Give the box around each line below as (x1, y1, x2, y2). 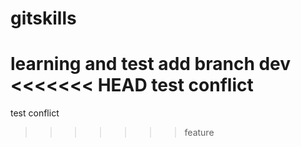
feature (184, 127, 215, 139)
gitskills (10, 7, 77, 30)
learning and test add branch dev (10, 53, 292, 76)
